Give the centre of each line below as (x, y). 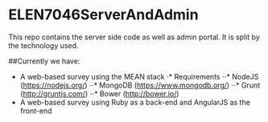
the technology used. (43, 45)
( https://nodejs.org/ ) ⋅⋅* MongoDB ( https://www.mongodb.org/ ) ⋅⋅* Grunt (140, 85)
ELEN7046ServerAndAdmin (103, 15)
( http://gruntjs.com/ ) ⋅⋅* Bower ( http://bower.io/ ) (99, 93)
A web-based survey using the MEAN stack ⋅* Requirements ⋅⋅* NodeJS (139, 76)
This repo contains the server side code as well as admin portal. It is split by (134, 37)
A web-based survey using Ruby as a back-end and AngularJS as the (135, 102)
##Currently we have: (44, 61)
